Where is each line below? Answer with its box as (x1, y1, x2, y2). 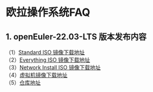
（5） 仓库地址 (5, 79, 41, 86)
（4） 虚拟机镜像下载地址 (5, 71, 68, 79)
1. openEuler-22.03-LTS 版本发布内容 (5, 31, 147, 42)
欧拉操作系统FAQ (5, 5, 91, 19)
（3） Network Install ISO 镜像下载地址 (5, 64, 101, 71)
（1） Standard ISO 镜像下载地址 (5, 49, 85, 56)
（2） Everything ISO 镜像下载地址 (5, 56, 90, 64)
